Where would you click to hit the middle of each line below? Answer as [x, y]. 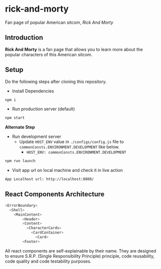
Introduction [24, 38]
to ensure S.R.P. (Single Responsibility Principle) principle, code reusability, [80, 256]
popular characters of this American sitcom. [49, 54]
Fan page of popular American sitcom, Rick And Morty [59, 22]
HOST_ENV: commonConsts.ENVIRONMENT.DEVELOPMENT [76, 152]
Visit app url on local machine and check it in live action [67, 170]
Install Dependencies [33, 91]
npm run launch [20, 161]
